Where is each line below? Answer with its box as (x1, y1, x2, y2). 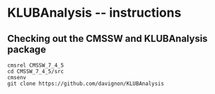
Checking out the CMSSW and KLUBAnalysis (7, 33, 208, 45)
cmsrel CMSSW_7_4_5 (7, 62, 64, 69)
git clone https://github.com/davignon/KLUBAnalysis (7, 80, 165, 87)
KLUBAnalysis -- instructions (7, 5, 182, 21)
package (7, 43, 47, 55)
